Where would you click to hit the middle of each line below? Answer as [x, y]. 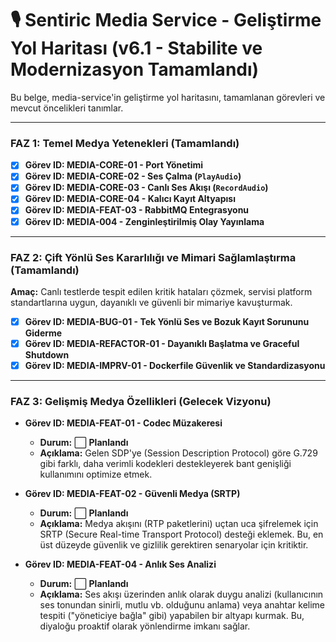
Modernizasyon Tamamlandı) [135, 69]
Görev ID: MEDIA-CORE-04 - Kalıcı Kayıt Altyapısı [130, 199]
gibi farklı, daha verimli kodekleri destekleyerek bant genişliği [165, 464]
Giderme [43, 333]
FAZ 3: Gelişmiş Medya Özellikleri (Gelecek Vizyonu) [141, 402]
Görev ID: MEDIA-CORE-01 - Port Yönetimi [114, 165]
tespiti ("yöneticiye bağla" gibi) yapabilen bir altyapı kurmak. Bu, [172, 616]
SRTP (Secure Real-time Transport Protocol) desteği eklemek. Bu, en [181, 534]
